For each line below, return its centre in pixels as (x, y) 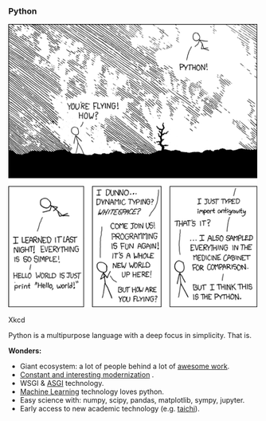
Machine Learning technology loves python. (92, 391)
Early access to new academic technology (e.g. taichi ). (110, 408)
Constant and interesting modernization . (87, 374)
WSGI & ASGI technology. (62, 383)
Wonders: (25, 350)
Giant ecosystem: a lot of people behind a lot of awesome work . (125, 366)
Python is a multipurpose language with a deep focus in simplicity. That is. (130, 335)
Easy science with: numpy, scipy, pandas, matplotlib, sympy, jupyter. (132, 399)
